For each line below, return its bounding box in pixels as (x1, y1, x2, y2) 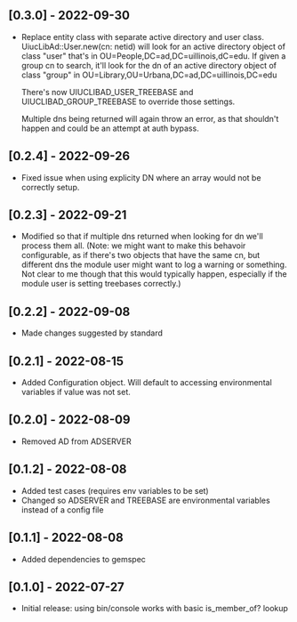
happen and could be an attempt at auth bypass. (20, 123, 199, 133)
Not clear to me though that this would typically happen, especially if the (20, 269, 287, 279)
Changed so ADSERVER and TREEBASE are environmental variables (20, 495, 270, 505)
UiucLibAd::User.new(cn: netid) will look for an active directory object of (20, 41, 286, 52)
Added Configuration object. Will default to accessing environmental (20, 377, 272, 388)
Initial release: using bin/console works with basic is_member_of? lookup (20, 603, 288, 614)
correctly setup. (20, 182, 80, 192)
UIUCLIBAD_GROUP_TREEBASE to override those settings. (20, 96, 236, 107)
